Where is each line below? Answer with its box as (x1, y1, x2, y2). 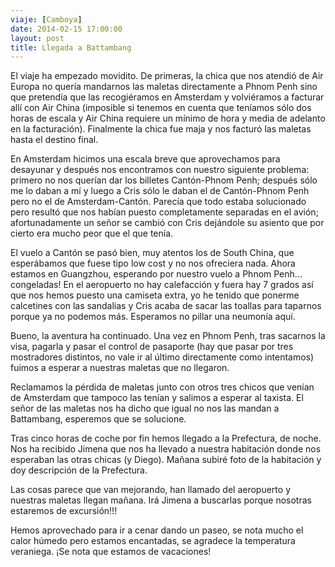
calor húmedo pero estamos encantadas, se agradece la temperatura (10, 535, 296, 547)
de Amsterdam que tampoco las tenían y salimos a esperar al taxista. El (10, 392, 304, 404)
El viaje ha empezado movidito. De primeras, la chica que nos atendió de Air (10, 70, 324, 82)
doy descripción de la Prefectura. (10, 464, 148, 476)
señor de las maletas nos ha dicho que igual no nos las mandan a (10, 402, 280, 415)
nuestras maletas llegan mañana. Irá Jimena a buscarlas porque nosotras (10, 494, 312, 506)
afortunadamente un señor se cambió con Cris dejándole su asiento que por (10, 217, 325, 229)
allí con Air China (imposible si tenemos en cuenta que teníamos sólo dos (10, 102, 312, 114)
